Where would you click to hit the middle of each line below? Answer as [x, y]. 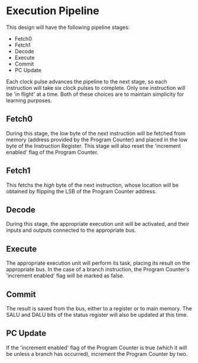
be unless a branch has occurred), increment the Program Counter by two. [97, 354]
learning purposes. [29, 100]
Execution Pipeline [53, 11]
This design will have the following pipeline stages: [68, 27]
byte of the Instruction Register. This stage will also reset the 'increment [94, 145]
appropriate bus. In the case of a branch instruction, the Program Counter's [98, 270]
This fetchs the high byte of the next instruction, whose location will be [92, 185]
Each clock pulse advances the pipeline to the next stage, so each [87, 82]
